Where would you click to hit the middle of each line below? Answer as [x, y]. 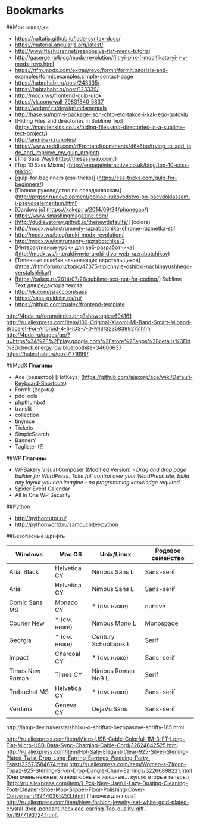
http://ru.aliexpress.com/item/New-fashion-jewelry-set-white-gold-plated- [98, 802]
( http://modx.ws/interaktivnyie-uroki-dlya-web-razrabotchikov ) [92, 253]
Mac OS [71, 554]
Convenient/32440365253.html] [46, 795]
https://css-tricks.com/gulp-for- [138, 178]
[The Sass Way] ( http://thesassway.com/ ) [66, 158]
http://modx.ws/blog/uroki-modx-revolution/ [69, 234]
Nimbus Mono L [114, 623]
